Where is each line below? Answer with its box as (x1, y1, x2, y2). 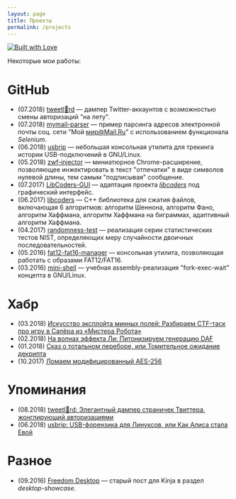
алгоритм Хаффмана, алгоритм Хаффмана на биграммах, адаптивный (17, 211, 230, 219)
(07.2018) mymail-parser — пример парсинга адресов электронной (17, 120, 220, 128)
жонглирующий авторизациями (17, 413, 114, 422)
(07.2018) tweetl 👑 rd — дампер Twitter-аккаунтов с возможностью (17, 105, 216, 114)
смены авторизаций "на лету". (17, 113, 110, 121)
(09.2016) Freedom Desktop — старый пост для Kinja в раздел (17, 476, 204, 485)
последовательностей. (17, 241, 87, 249)
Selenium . (17, 136, 47, 144)
